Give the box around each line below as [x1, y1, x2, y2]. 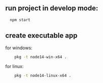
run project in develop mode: [5, 4, 98, 13]
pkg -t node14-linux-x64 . [14, 73, 72, 78]
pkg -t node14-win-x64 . [14, 54, 67, 59]
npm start [10, 17, 30, 22]
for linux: [5, 63, 24, 69]
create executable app [5, 31, 78, 40]
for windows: [5, 45, 33, 51]
